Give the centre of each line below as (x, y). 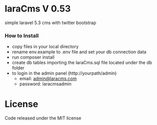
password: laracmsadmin (45, 84)
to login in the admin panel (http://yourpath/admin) (64, 73)
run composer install (33, 57)
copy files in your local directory (45, 47)
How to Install (22, 36)
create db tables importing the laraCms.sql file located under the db (82, 63)
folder (18, 68)
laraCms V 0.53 (38, 9)
